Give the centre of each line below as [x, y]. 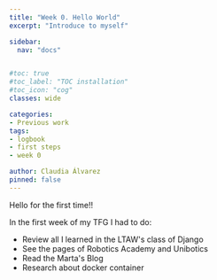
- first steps [35, 147]
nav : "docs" [39, 50]
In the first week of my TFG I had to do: [81, 222]
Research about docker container [83, 268]
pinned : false [35, 180]
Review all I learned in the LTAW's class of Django [112, 239]
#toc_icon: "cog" [41, 90]
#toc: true [29, 74]
